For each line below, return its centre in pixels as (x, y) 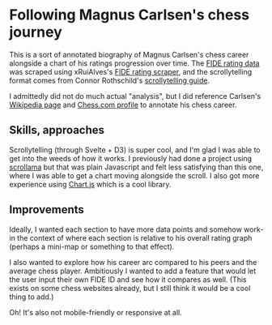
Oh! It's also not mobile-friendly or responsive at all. (96, 312)
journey (36, 32)
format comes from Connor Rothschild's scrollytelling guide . (109, 80)
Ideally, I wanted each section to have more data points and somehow (125, 229)
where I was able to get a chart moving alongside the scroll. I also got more (134, 175)
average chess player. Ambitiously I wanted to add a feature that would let (133, 271)
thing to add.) (32, 297)
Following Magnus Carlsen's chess (130, 15)
